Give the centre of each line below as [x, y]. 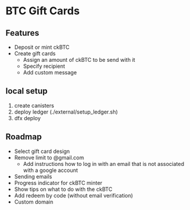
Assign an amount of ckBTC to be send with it [79, 60]
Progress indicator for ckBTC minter [58, 183]
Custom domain [34, 202]
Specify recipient [44, 66]
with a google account [50, 170]
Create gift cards [35, 54]
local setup [27, 91]
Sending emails [33, 176]
